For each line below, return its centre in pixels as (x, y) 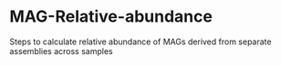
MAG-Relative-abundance (111, 17)
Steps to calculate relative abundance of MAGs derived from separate (140, 42)
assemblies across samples (61, 51)
